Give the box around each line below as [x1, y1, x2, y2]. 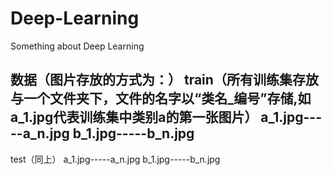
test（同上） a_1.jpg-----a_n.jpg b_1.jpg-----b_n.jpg [10, 153, 221, 165]
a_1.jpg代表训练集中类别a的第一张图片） [10, 109, 258, 126]
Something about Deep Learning [10, 40, 145, 52]
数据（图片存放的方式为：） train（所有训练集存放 [10, 72, 319, 89]
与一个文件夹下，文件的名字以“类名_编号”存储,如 [10, 90, 312, 107]
